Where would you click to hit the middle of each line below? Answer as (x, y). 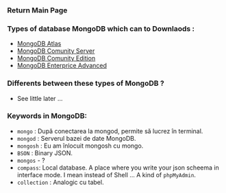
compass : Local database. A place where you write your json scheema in (118, 168)
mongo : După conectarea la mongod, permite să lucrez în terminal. (110, 131)
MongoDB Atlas (39, 44)
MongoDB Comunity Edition (56, 58)
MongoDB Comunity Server (56, 51)
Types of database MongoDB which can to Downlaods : (101, 28)
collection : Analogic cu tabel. (60, 182)
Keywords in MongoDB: (47, 116)
